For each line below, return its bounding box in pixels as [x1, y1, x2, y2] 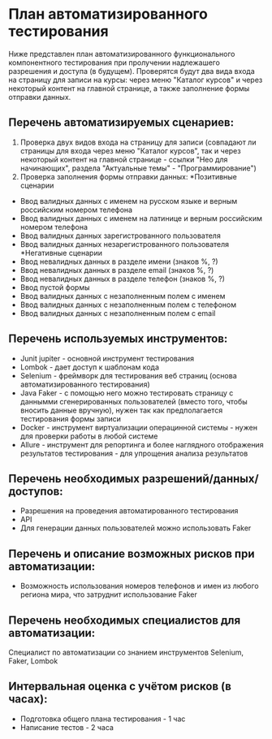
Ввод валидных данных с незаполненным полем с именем [19, 291, 226, 300]
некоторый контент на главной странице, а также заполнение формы [8, 83, 250, 93]
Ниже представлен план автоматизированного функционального [8, 49, 235, 58]
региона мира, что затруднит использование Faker [19, 590, 197, 599]
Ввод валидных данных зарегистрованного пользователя [19, 231, 221, 240]
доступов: [8, 484, 63, 498]
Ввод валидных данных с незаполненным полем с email [19, 308, 216, 318]
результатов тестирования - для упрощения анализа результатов [19, 448, 248, 458]
